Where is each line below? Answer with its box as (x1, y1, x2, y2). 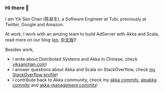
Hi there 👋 (5, 4, 30, 11)
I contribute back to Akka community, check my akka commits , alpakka (12, 77, 157, 83)
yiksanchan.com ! (12, 61, 47, 68)
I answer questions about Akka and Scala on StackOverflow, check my (12, 67, 156, 72)
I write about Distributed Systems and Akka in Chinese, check (12, 56, 138, 62)
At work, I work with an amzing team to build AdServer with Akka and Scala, (5, 31, 159, 37)
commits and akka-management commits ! (12, 82, 98, 88)
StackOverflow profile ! (12, 72, 58, 78)
